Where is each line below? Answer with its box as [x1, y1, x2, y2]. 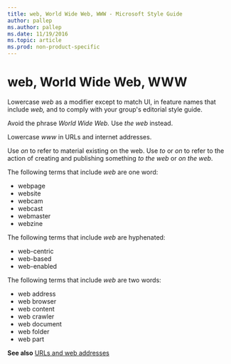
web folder [17, 327, 50, 336]
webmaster [17, 211, 51, 220]
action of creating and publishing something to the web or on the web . [7, 154, 213, 162]
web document [17, 319, 63, 328]
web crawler [17, 312, 55, 321]
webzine [17, 219, 43, 227]
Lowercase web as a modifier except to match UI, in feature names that [7, 97, 217, 106]
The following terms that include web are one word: [7, 168, 159, 176]
